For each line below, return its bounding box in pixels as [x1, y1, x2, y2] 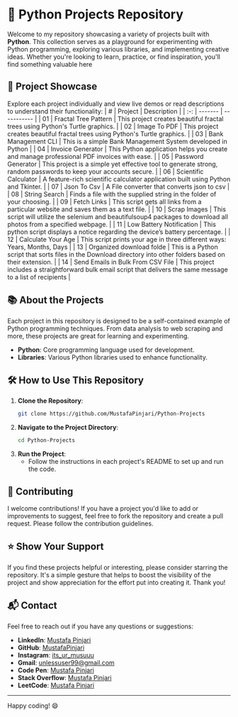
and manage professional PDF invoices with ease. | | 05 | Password [7, 152, 204, 160]
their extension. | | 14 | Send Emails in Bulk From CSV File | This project [7, 257, 215, 266]
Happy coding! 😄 [7, 701, 59, 710]
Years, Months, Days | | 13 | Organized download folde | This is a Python [7, 243, 218, 251]
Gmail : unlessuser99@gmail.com [17, 658, 115, 667]
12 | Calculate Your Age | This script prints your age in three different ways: [7, 235, 227, 243]
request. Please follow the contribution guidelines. [7, 519, 154, 528]
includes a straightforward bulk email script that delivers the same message [7, 265, 228, 274]
